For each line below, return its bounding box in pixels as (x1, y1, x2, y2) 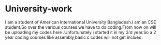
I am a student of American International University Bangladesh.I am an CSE (5, 19, 156, 25)
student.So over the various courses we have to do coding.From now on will (5, 24, 156, 30)
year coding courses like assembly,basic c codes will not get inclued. (5, 34, 143, 40)
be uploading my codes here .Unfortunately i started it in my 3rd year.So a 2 (5, 29, 156, 35)
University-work (5, 3, 73, 14)
